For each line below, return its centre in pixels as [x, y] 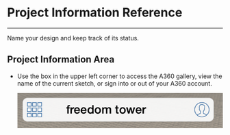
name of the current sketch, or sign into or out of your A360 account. [114, 83]
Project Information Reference [95, 13]
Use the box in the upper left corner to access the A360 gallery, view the [119, 76]
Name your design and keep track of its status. [73, 38]
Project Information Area [61, 60]
